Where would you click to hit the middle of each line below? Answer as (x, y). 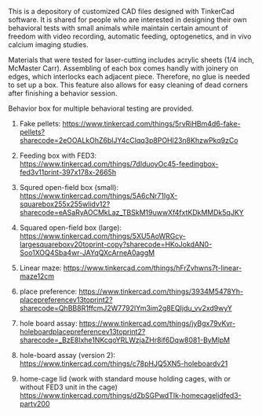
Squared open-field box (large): (71, 228)
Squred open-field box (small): (69, 187)
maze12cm (37, 276)
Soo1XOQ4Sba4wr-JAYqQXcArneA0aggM (87, 253)
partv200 (35, 404)
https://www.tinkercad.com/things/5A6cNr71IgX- (98, 196)
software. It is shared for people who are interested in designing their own (127, 20)
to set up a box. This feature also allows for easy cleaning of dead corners (128, 85)
